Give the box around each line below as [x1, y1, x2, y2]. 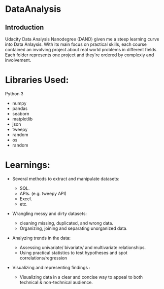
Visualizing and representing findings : [12, 264, 91, 270]
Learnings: [5, 159, 50, 171]
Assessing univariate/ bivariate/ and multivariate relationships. [19, 244, 146, 250]
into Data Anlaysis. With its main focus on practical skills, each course [5, 41, 147, 47]
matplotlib [12, 116, 33, 122]
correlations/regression [19, 255, 67, 261]
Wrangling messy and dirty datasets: [12, 211, 87, 217]
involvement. [5, 57, 31, 63]
